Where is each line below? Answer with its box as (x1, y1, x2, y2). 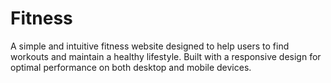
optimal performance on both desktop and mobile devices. (10, 61, 252, 73)
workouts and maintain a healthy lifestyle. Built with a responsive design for (10, 50, 322, 62)
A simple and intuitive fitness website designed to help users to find (10, 40, 290, 52)
